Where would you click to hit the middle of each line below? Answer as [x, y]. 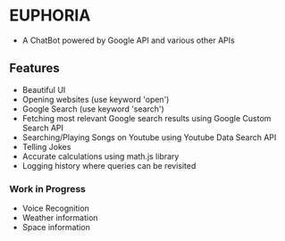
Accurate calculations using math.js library [101, 156]
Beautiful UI [44, 89]
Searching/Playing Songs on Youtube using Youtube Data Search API [149, 137]
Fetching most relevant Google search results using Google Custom [147, 118]
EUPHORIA [50, 16]
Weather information [60, 218]
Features [34, 68]
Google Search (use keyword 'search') [93, 109]
